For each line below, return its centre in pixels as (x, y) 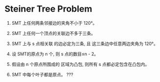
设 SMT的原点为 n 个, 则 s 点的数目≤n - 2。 (55, 54)
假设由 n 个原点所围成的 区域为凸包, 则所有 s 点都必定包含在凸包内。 (80, 64)
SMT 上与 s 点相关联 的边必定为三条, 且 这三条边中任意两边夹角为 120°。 (85, 43)
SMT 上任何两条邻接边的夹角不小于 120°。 (54, 23)
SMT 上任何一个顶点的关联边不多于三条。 (54, 33)
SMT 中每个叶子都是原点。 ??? (42, 74)
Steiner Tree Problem (48, 9)
